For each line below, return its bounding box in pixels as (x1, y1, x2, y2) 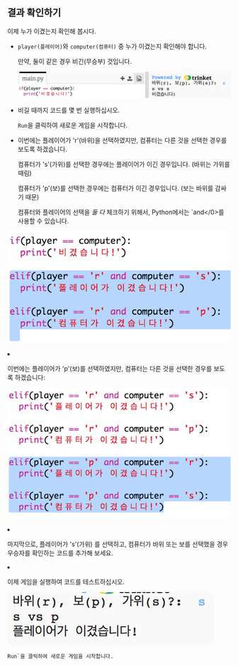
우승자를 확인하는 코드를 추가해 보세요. (7, 548, 113, 557)
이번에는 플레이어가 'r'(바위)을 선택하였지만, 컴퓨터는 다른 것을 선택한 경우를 (17, 135, 227, 144)
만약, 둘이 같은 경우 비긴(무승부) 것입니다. (17, 57, 132, 65)
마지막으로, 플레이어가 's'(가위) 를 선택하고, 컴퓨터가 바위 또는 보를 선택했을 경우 (7, 540, 229, 548)
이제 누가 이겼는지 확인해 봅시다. (7, 27, 97, 35)
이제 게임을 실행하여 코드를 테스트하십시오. (7, 577, 125, 586)
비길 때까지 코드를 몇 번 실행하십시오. (17, 106, 120, 114)
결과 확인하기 (7, 6, 62, 19)
